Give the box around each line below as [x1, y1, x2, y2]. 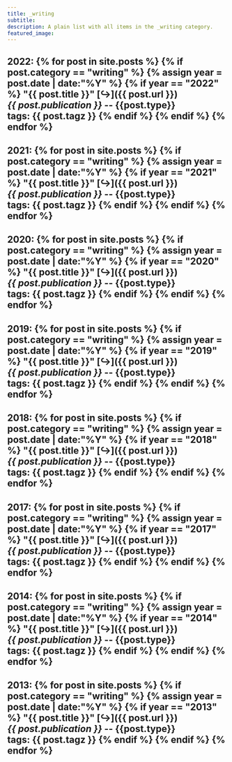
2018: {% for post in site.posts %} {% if [7, 412, 182, 424]
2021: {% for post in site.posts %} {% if [7, 144, 182, 157]
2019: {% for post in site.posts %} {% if [7, 322, 182, 335]
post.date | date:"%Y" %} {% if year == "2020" [7, 255, 219, 267]
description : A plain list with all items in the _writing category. [7, 23, 214, 30]
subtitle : [7, 17, 36, 24]
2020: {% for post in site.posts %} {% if [7, 234, 184, 246]
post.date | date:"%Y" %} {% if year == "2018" [7, 434, 217, 446]
